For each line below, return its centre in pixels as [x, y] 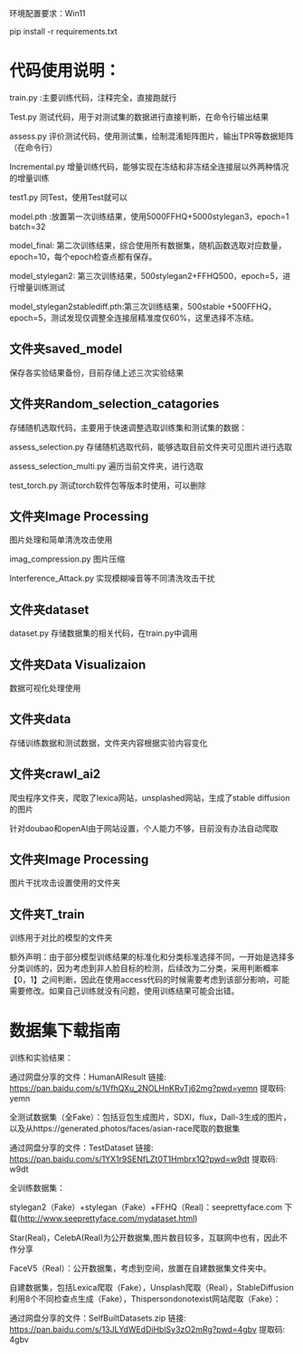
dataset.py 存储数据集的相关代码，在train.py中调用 [104, 633]
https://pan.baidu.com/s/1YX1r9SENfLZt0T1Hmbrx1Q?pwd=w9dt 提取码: [144, 1159]
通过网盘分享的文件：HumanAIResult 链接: [88, 1077]
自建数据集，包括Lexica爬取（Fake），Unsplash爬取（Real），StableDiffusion [151, 1288]
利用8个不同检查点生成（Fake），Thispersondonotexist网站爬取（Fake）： [146, 1299]
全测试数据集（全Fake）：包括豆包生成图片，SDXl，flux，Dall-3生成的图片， [151, 1118]
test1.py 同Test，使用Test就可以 [69, 197]
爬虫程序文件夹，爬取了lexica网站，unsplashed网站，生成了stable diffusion [150, 797]
